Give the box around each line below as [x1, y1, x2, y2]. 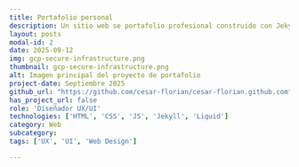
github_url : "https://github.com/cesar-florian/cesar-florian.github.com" [9, 87, 293, 96]
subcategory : [9, 129, 58, 138]
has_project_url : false [9, 95, 98, 105]
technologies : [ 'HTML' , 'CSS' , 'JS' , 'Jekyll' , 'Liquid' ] [9, 112, 229, 121]
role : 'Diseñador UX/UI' [9, 104, 101, 113]
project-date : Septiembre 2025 [9, 79, 125, 88]
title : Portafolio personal [9, 12, 114, 22]
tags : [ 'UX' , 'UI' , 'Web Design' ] [9, 137, 138, 146]
